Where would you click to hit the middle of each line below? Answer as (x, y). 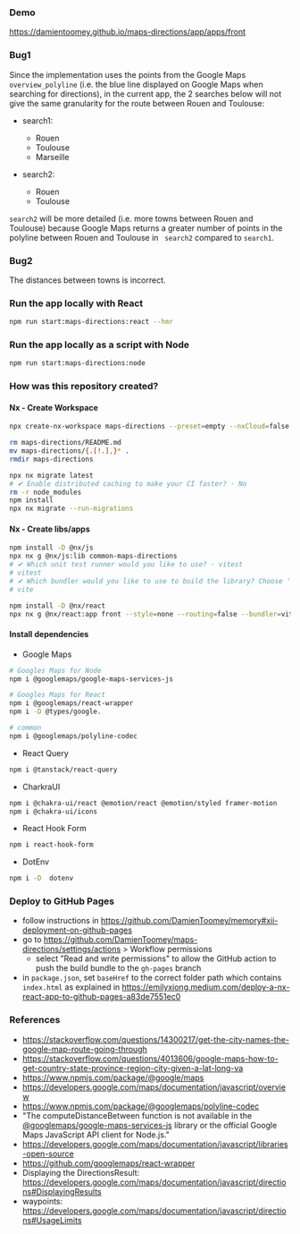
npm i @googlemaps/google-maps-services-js (92, 679)
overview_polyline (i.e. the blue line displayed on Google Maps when (136, 84)
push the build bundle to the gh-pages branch (118, 968)
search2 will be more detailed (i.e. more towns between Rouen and (131, 218)
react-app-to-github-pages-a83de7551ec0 (101, 997)
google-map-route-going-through (84, 1049)
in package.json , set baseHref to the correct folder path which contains (152, 978)
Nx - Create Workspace (54, 407)
